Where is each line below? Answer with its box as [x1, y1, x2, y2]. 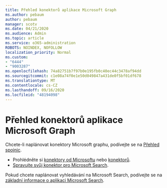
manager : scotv [5, 21, 37, 27]
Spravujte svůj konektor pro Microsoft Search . [12, 162, 109, 168]
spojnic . [5, 147, 22, 153]
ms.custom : [5, 54, 28, 60]
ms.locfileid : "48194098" [5, 92, 60, 97]
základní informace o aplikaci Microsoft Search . [5, 177, 105, 183]
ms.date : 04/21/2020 [5, 26, 49, 31]
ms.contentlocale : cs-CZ [5, 83, 58, 88]
